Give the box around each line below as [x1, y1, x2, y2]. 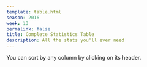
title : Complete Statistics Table [6, 32, 95, 38]
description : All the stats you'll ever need [6, 37, 124, 43]
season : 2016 [6, 15, 40, 21]
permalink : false [6, 26, 51, 32]
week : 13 [6, 20, 29, 26]
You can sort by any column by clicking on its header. [6, 54, 141, 61]
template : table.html [6, 9, 62, 15]
